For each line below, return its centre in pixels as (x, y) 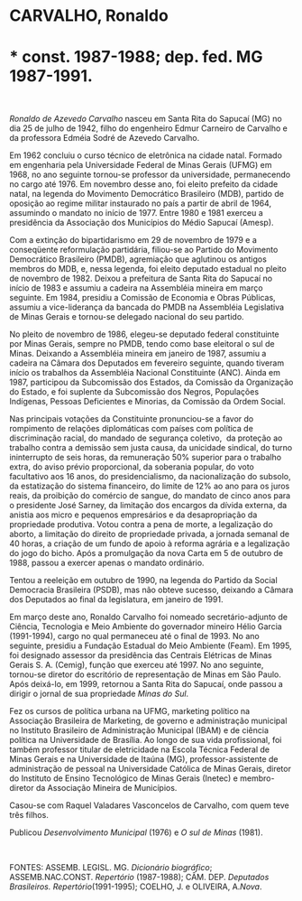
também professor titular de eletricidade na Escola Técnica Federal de (140, 749)
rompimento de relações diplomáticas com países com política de (132, 429)
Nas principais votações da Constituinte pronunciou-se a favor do (132, 419)
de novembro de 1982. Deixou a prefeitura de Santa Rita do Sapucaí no (141, 279)
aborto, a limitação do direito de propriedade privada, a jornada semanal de (150, 534)
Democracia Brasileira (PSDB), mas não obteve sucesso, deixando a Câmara (151, 590)
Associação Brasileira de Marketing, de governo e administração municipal (148, 721)
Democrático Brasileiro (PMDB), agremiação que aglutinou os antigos (138, 259)
